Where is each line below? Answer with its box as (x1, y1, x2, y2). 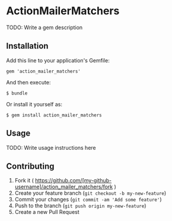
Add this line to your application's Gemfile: (6, 56, 110, 64)
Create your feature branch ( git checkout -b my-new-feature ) (14, 190, 167, 197)
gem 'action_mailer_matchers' (6, 68, 81, 74)
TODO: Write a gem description (6, 24, 83, 31)
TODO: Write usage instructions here (6, 144, 96, 151)
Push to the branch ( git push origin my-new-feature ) (14, 202, 146, 209)
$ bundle (6, 90, 28, 96)
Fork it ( (14, 177, 34, 184)
